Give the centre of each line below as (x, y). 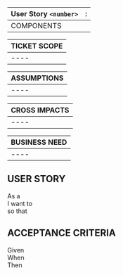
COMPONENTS (36, 26)
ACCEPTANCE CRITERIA (61, 233)
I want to (20, 203)
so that (18, 211)
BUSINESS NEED (39, 142)
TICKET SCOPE (37, 46)
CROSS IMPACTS (40, 110)
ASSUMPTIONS (37, 78)
